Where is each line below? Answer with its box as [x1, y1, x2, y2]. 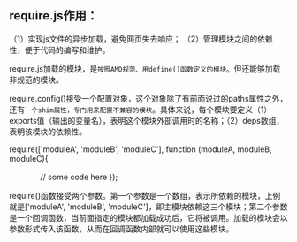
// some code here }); [39, 171, 118, 182]
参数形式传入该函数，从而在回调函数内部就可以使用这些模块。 [9, 223, 234, 234]
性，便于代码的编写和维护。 [9, 44, 110, 55]
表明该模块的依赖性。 [9, 126, 87, 137]
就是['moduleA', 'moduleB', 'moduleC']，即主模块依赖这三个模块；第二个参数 [9, 201, 288, 212]
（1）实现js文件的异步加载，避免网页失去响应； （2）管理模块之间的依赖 [9, 34, 273, 44]
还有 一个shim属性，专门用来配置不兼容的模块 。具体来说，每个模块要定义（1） [9, 104, 272, 115]
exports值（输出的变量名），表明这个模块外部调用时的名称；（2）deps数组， [9, 115, 285, 125]
